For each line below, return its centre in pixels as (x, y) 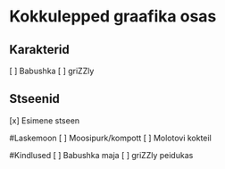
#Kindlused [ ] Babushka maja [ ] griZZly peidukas (101, 155)
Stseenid (35, 99)
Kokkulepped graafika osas (113, 17)
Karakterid (39, 50)
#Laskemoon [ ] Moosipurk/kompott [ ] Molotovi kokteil (110, 138)
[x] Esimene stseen (45, 120)
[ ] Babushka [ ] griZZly (52, 71)
